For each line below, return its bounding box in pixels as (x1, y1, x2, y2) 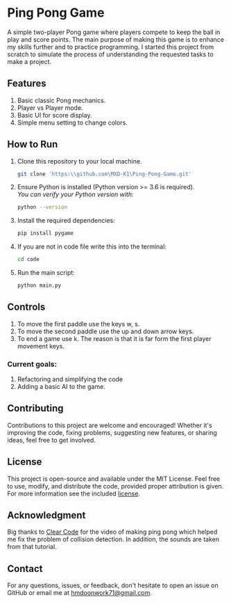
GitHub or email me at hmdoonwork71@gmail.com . (7, 589, 153, 597)
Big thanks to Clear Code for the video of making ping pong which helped (7, 527, 218, 537)
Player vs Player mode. (17, 103, 83, 112)
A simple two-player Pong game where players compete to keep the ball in (7, 28, 221, 36)
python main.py (17, 282, 62, 289)
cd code (17, 256, 40, 263)
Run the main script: (17, 269, 75, 277)
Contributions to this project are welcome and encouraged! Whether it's (7, 421, 213, 429)
